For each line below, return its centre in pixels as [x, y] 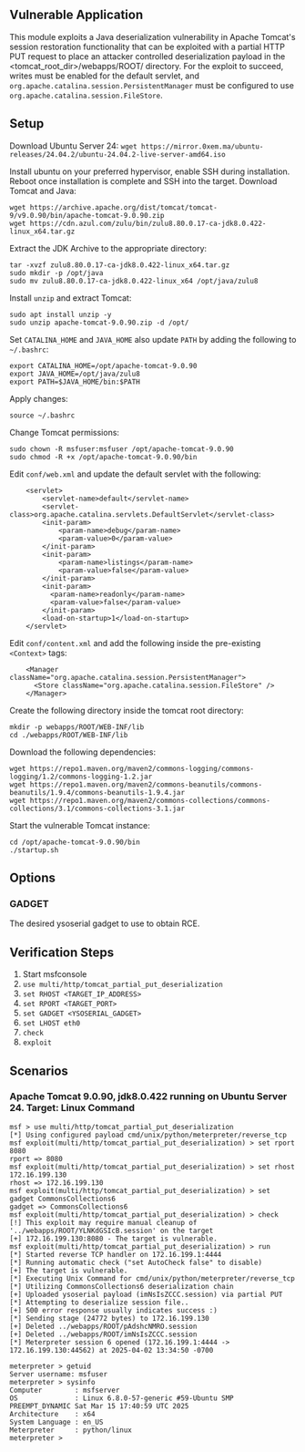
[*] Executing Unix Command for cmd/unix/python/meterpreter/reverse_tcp [152, 1278]
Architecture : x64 [52, 1414]
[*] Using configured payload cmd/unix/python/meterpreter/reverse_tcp [148, 1135]
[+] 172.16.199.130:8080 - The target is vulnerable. [114, 1239]
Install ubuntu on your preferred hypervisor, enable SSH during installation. [150, 171]
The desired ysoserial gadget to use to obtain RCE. [105, 923]
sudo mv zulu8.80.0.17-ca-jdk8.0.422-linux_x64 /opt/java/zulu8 [134, 281]
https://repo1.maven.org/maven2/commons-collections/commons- [150, 800]
